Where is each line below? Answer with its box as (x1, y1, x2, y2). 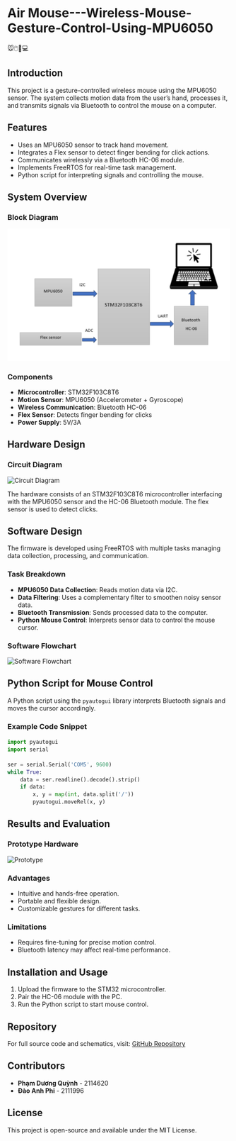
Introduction (7, 67, 64, 79)
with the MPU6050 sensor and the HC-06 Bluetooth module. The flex (7, 497, 209, 506)
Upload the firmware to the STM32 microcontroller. (17, 985, 167, 993)
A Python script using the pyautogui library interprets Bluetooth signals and (7, 696, 226, 705)
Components (7, 372, 53, 382)
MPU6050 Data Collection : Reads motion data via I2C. (17, 585, 178, 594)
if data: (20, 784, 46, 791)
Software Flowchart (7, 640, 76, 650)
